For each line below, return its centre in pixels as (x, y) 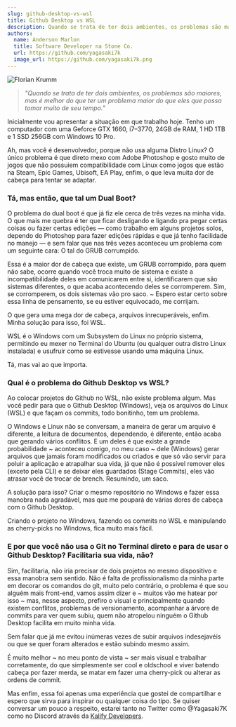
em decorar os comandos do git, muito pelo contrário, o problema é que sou (118, 585)
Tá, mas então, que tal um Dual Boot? (72, 198)
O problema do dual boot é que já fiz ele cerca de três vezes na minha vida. (117, 213)
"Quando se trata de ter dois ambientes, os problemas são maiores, (123, 93)
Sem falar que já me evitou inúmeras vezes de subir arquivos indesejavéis (114, 636)
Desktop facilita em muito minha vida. (61, 622)
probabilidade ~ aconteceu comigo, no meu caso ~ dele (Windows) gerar (113, 449)
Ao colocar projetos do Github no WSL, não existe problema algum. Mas (112, 398)
